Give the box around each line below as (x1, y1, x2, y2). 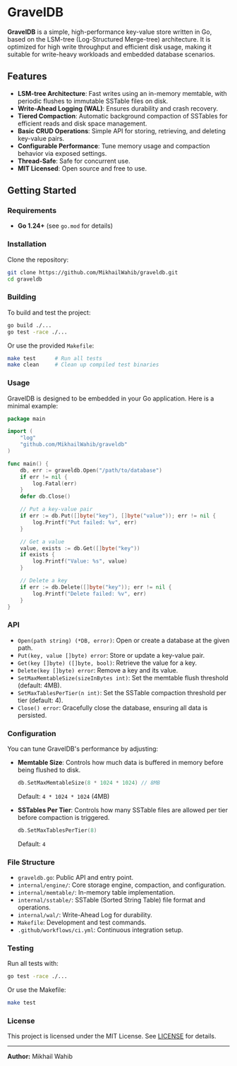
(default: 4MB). (17, 681, 62, 690)
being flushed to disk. (17, 766, 81, 774)
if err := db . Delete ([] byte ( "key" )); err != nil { (20, 583, 172, 591)
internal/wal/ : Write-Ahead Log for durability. (17, 911, 153, 919)
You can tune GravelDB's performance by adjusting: (7, 745, 159, 753)
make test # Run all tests (7, 355, 102, 362)
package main (7, 415, 46, 422)
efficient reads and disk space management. (17, 119, 147, 128)
